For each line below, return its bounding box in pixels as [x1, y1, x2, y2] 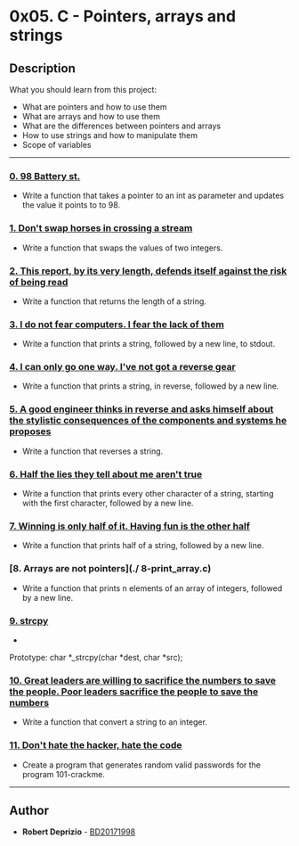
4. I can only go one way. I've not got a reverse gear [9, 361, 236, 374]
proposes [9, 425, 52, 438]
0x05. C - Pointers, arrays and [9, 6, 237, 27]
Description [9, 61, 76, 76]
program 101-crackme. [21, 768, 105, 779]
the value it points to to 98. [21, 200, 121, 210]
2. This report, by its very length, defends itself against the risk [9, 265, 287, 277]
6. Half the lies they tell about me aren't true [9, 468, 203, 480]
